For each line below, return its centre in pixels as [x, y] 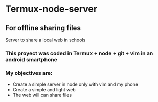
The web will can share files [42, 95]
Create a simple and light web [44, 90]
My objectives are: [29, 73]
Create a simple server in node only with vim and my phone [75, 84]
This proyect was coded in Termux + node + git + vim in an [79, 53]
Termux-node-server [51, 9]
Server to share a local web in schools [46, 40]
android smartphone [31, 59]
